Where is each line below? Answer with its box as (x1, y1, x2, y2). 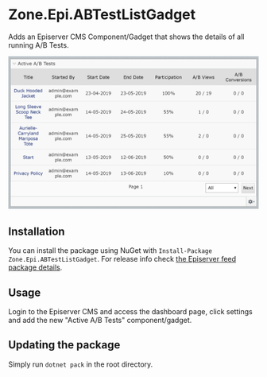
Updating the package (8, 338, 121, 352)
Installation (8, 224, 65, 238)
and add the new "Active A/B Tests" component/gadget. (8, 315, 192, 325)
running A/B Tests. (8, 40, 69, 49)
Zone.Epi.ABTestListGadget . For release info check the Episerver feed (8, 255, 237, 264)
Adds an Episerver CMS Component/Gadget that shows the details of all (8, 32, 245, 41)
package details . (8, 262, 63, 272)
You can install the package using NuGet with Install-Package (8, 246, 213, 255)
